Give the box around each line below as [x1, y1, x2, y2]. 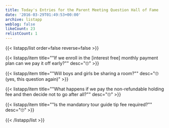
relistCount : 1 [5, 31, 38, 36]
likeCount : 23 [5, 26, 36, 31]
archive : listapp [5, 17, 42, 22]
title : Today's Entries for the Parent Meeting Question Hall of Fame [5, 7, 159, 13]
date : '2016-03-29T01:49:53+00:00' [5, 12, 81, 17]
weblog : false [5, 21, 36, 27]
